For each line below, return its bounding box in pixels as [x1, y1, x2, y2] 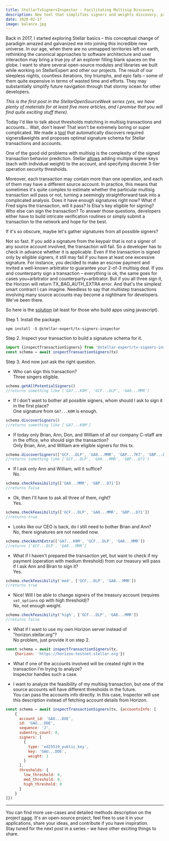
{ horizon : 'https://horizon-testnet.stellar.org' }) [15, 651, 125, 656]
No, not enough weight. [13, 603, 62, 609]
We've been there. [6, 297, 44, 303]
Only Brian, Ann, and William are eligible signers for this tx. [13, 442, 134, 448]
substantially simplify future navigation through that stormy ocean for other [6, 84, 161, 90]
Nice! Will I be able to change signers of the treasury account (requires [13, 592, 159, 598]
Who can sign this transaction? [13, 369, 77, 374]
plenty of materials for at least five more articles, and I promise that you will [6, 104, 163, 110]
